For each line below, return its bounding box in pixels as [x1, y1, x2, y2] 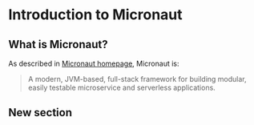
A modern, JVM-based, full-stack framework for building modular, [27, 75, 247, 83]
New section [8, 106, 73, 119]
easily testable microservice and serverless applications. [27, 83, 216, 92]
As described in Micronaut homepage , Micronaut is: [8, 58, 179, 68]
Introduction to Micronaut [8, 6, 183, 24]
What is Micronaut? [8, 38, 108, 51]
